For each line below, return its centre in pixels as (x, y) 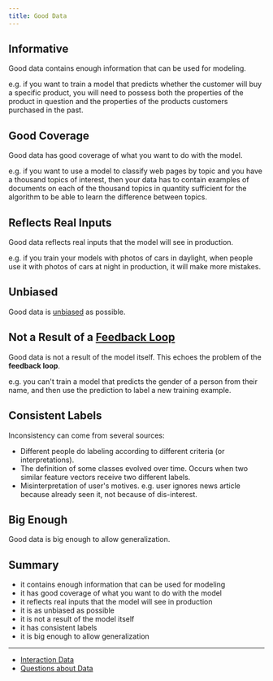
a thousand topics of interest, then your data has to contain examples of (129, 180)
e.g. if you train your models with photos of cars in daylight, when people (131, 258)
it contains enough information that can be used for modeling (123, 585)
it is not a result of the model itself (77, 619)
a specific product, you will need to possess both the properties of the (126, 93)
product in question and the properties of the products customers (118, 102)
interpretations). (47, 460)
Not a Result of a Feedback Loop (92, 337)
